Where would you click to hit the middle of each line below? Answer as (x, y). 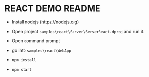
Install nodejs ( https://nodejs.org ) (45, 22)
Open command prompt (36, 41)
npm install (24, 60)
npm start (22, 69)
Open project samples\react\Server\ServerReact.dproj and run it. (78, 31)
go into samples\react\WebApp (41, 50)
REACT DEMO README (53, 9)
